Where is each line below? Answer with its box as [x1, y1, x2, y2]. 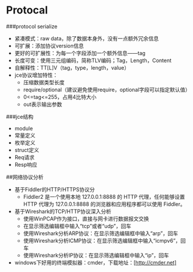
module [14, 125, 33, 132]
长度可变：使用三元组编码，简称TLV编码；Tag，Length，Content [14, 57, 172, 64]
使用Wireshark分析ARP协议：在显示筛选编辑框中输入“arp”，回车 [23, 229, 178, 237]
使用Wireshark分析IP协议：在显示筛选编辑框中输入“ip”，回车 [23, 252, 170, 259]
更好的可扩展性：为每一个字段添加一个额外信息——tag [14, 49, 146, 56]
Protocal [6, 4, 48, 17]
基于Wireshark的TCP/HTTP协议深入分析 [14, 208, 112, 215]
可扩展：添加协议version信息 [14, 42, 84, 49]
